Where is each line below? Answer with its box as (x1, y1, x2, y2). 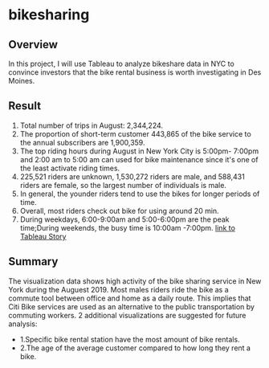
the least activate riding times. (19, 163, 120, 173)
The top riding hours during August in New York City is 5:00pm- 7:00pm (19, 146, 259, 156)
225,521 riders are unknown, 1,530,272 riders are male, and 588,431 (19, 171, 245, 182)
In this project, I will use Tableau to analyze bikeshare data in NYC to (8, 59, 234, 68)
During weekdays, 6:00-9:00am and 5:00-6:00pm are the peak (19, 215, 230, 224)
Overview (8, 38, 59, 51)
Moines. (8, 76, 35, 85)
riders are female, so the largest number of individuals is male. (19, 180, 227, 190)
